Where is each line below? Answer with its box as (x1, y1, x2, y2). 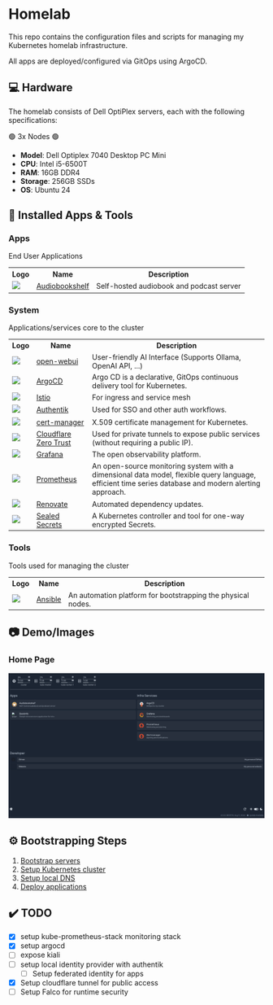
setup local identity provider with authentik (19, 959, 164, 969)
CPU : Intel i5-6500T (19, 159, 88, 168)
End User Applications (8, 251, 83, 261)
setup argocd (19, 941, 66, 950)
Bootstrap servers (19, 855, 81, 865)
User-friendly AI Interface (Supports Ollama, (92, 352, 241, 362)
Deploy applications (19, 881, 87, 891)
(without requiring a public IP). (92, 437, 193, 448)
